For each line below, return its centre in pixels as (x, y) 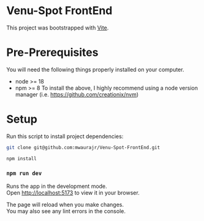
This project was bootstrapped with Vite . (58, 28)
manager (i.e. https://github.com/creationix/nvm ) (77, 94)
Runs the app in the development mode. (57, 186)
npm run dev (24, 173)
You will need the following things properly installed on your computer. (95, 69)
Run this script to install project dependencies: (65, 136)
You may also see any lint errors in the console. (66, 211)
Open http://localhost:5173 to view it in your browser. (73, 192)
